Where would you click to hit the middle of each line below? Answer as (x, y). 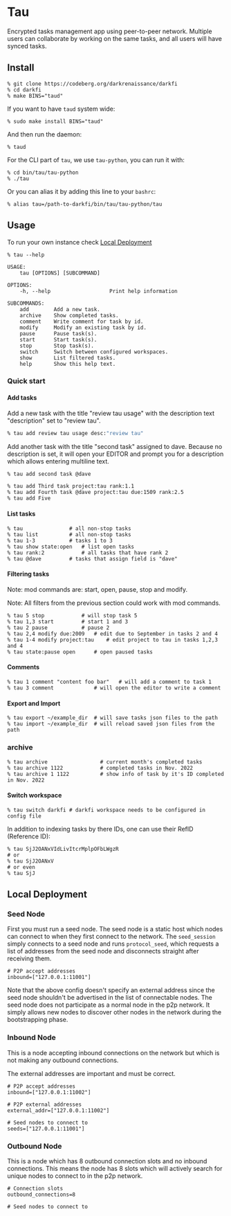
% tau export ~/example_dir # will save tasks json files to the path (112, 718)
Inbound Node (32, 1038)
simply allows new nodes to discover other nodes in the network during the (114, 1012)
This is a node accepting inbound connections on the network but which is (113, 1052)
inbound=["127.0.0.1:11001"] (49, 978)
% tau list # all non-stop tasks (69, 534)
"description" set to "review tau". (54, 421)
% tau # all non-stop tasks (69, 528)
